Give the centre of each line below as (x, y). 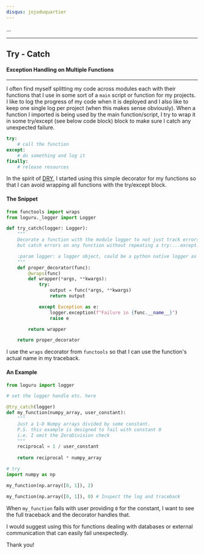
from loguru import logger (40, 385)
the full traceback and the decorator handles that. (68, 514)
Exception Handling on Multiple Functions (60, 69)
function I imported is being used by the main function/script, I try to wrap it (101, 115)
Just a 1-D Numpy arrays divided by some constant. (84, 424)
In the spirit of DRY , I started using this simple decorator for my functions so (101, 178)
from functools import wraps (43, 212)
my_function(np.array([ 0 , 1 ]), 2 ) (50, 485)
